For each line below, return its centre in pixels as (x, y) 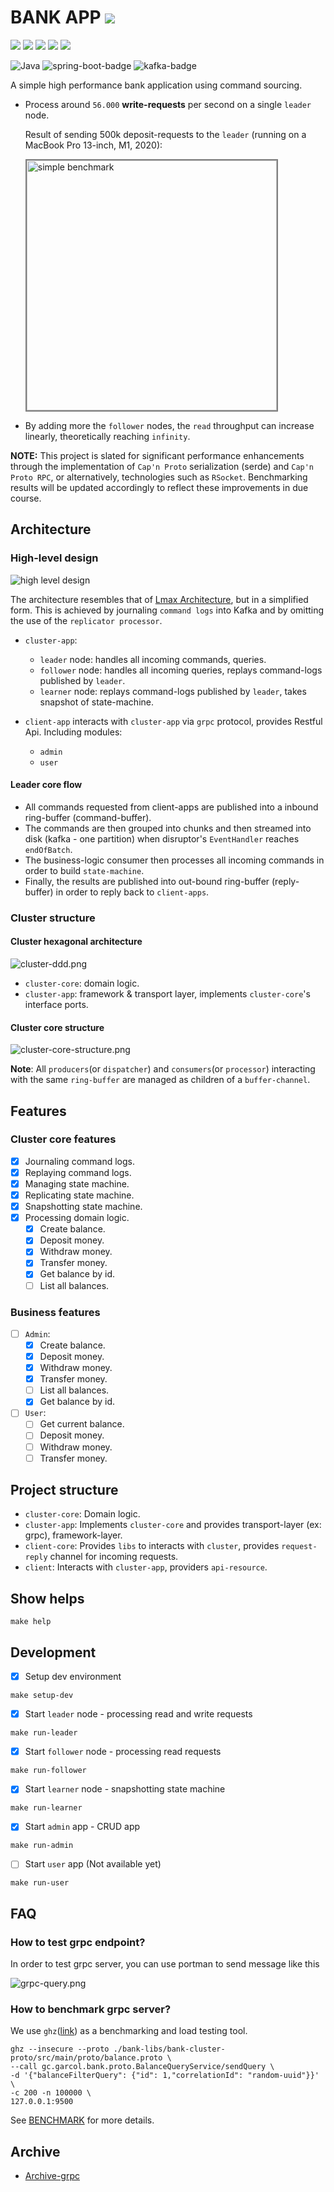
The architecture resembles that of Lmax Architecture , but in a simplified (159, 599)
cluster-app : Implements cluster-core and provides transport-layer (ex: (173, 1525)
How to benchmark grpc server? (91, 2009)
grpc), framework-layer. (73, 1535)
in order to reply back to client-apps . (132, 892)
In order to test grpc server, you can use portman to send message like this (165, 1964)
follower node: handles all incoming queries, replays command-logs (181, 670)
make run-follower (48, 1771)
